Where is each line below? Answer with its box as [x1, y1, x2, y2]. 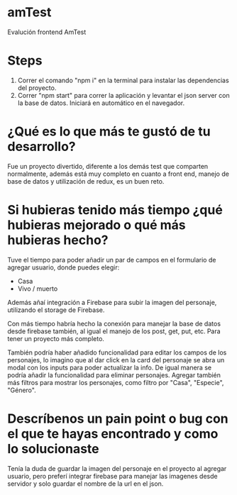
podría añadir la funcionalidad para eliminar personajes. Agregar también [7, 370, 221, 379]
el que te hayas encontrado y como [7, 426, 219, 442]
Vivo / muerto [17, 284, 58, 293]
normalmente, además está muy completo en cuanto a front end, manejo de [7, 169, 229, 178]
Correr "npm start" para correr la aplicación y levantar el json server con [17, 91, 230, 99]
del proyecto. [17, 83, 57, 92]
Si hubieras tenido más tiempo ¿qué [7, 202, 224, 218]
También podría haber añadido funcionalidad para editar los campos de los [7, 348, 227, 357]
